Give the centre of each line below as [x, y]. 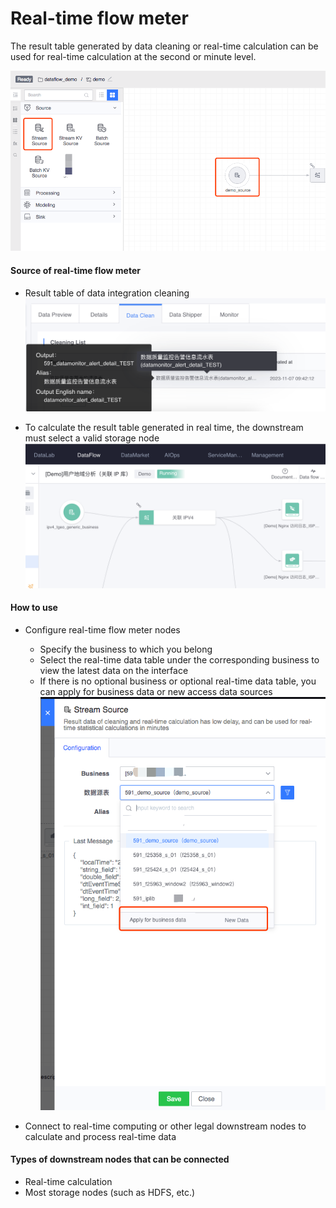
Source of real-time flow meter [75, 270]
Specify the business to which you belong [126, 649]
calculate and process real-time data [100, 1136]
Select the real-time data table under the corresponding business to [179, 659]
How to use [34, 608]
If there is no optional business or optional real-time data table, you [178, 681]
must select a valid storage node [92, 438]
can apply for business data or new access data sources [156, 691]
